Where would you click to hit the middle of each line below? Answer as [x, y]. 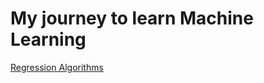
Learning [48, 39]
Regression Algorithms [57, 67]
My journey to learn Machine [132, 18]
